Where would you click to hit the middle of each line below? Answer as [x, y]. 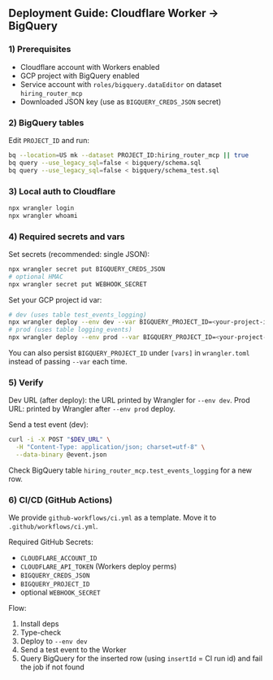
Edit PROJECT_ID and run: [49, 140]
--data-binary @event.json [61, 455]
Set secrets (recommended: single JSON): [79, 254]
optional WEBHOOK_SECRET [60, 592]
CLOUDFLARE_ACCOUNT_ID [58, 559]
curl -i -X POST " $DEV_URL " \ [60, 440]
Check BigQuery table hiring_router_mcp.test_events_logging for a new [130, 470]
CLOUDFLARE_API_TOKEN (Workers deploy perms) [98, 567]
